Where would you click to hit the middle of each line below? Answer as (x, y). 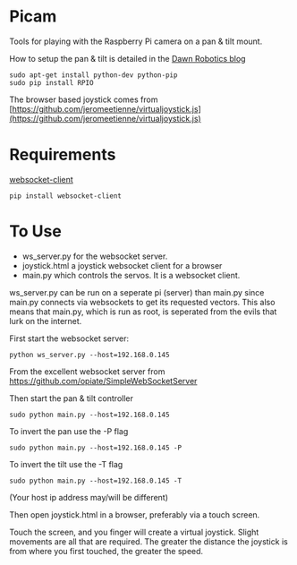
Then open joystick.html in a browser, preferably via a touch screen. (135, 514)
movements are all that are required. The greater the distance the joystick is (148, 541)
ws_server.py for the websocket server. (95, 256)
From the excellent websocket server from (87, 371)
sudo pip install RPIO (51, 82)
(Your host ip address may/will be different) (89, 497)
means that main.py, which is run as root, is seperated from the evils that (143, 312)
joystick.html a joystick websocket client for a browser (122, 265)
